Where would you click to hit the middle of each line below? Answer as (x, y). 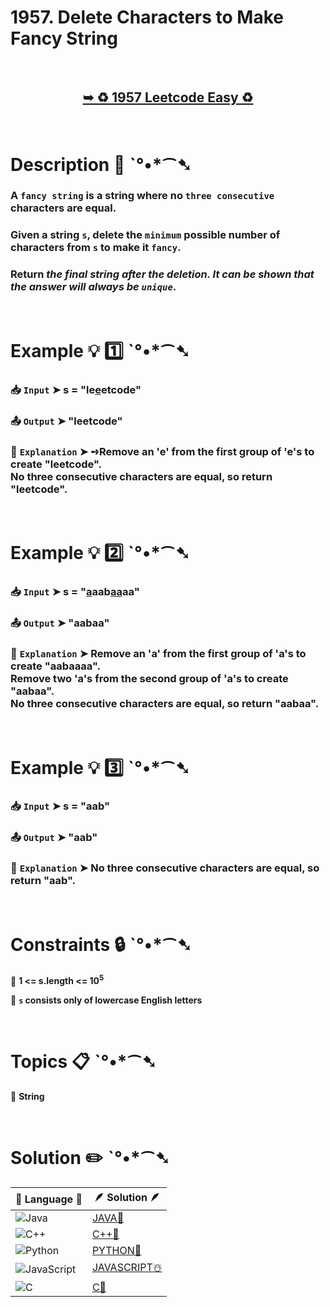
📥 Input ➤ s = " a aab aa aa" (75, 592)
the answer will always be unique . (93, 287)
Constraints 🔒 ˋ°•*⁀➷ (101, 944)
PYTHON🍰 (116, 1251)
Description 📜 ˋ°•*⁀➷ (101, 164)
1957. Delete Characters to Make (147, 17)
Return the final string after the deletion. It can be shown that (162, 274)
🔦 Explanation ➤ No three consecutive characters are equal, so (165, 868)
